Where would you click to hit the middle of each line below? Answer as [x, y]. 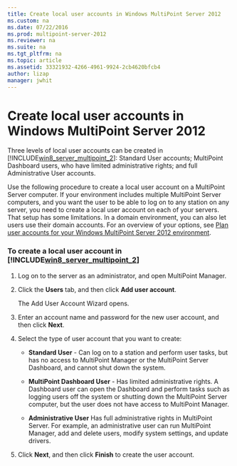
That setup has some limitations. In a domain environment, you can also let [117, 218]
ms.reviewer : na [31, 41]
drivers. [39, 440]
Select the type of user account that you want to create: [100, 338]
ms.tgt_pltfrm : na [35, 54]
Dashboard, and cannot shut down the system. [97, 368]
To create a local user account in [65, 251]
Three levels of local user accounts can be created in [85, 151]
